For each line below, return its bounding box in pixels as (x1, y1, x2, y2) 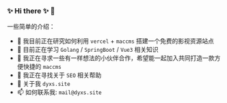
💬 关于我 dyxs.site (16, 80, 70, 88)
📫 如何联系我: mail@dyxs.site (16, 88, 103, 96)
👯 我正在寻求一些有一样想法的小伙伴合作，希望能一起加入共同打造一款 (16, 54, 215, 62)
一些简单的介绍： (7, 23, 55, 31)
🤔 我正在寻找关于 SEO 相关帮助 (16, 71, 102, 79)
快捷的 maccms (23, 63, 62, 71)
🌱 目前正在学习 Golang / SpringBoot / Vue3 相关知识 (16, 46, 159, 54)
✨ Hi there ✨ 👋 (7, 6, 55, 16)
